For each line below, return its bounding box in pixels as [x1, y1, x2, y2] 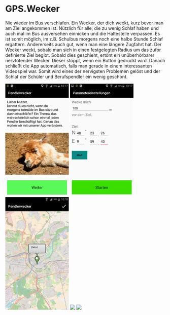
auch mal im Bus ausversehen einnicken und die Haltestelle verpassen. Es [5, 30, 160, 36]
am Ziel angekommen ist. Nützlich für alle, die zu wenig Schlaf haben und [5, 25, 159, 31]
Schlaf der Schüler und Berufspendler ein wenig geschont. [5, 73, 128, 80]
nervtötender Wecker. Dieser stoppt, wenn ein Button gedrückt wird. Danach [5, 57, 165, 63]
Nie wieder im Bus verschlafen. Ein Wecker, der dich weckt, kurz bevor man [5, 20, 164, 26]
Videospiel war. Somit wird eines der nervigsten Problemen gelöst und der [5, 68, 161, 74]
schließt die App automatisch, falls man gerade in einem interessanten [5, 63, 152, 69]
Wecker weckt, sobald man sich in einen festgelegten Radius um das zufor [5, 47, 161, 53]
